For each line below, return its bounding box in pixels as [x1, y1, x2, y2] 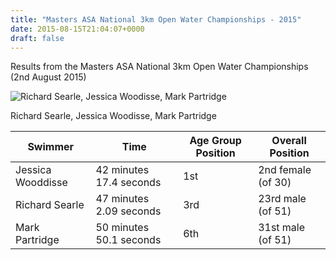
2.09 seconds [95, 204, 162, 218]
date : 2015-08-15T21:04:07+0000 [10, 24, 145, 34]
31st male [258, 221, 306, 235]
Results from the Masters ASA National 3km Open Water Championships [10, 61, 309, 73]
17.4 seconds [95, 176, 162, 190]
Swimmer [27, 140, 75, 154]
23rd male [258, 192, 307, 206]
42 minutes [95, 163, 150, 177]
